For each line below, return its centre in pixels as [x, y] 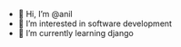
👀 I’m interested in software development [95, 23]
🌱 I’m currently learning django [75, 33]
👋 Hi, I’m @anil [45, 14]
